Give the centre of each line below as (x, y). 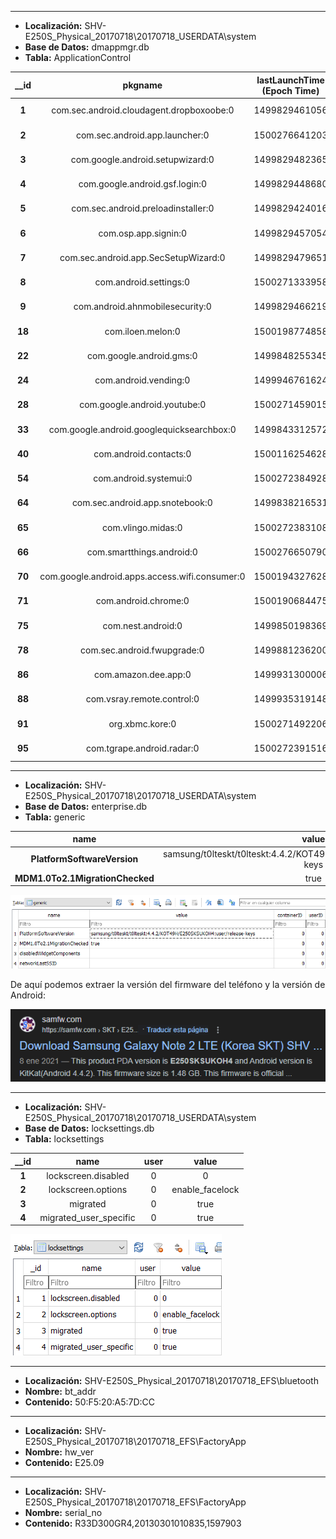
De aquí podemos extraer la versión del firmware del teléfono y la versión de (168, 984)
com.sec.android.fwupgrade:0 (142, 650)
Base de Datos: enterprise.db (86, 806)
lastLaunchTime (290, 80)
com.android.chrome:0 (142, 601)
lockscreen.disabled (88, 1176)
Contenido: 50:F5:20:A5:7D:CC (90, 1402)
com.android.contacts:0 (142, 453)
